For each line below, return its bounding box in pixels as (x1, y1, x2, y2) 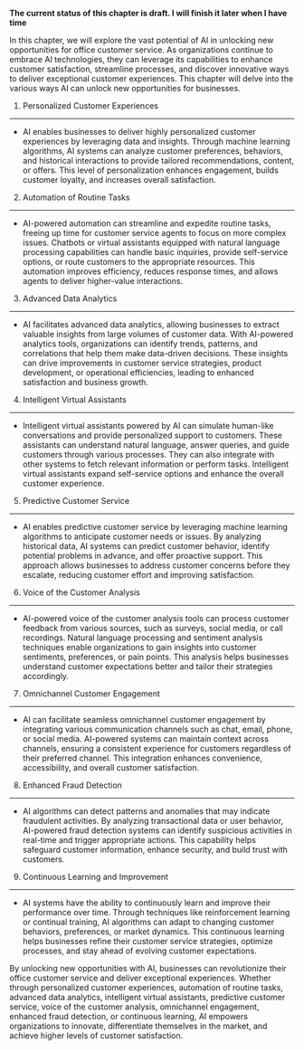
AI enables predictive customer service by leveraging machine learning (22, 522, 288, 532)
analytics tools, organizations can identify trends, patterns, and (22, 338, 258, 349)
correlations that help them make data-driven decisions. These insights (22, 348, 289, 358)
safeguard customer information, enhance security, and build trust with (22, 845, 288, 855)
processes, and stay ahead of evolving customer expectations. (22, 945, 258, 956)
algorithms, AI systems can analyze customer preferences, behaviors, (22, 146, 283, 156)
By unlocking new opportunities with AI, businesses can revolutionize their (9, 963, 287, 973)
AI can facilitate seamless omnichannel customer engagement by (22, 714, 267, 724)
